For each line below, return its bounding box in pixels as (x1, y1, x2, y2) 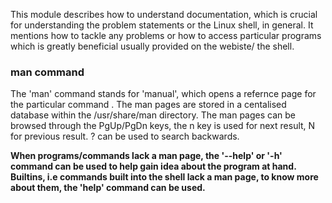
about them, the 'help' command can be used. (10, 182, 206, 194)
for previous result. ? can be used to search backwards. (10, 130, 240, 143)
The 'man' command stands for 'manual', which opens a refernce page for (10, 88, 317, 100)
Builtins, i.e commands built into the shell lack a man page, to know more (10, 171, 319, 183)
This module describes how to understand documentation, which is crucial (10, 9, 318, 20)
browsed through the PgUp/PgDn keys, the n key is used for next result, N (10, 120, 316, 132)
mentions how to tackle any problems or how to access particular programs (10, 30, 322, 41)
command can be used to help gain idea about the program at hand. (10, 160, 297, 173)
